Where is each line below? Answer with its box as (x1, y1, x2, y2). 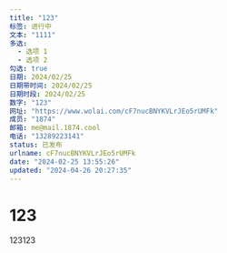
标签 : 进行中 (9, 22, 52, 31)
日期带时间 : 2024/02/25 (9, 81, 93, 90)
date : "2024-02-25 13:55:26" (9, 157, 120, 167)
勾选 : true (9, 65, 48, 74)
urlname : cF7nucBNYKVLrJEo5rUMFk (9, 148, 136, 157)
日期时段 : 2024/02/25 (9, 89, 86, 98)
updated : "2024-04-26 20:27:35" (9, 166, 132, 175)
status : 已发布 (9, 140, 63, 149)
